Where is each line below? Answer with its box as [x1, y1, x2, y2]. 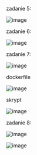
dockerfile [6, 74, 31, 80]
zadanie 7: [6, 51, 31, 58]
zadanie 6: [6, 28, 32, 35]
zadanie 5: [6, 5, 32, 12]
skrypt [6, 97, 22, 103]
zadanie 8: [6, 119, 32, 126]
